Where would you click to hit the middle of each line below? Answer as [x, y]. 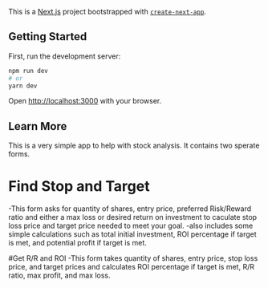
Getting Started [48, 37]
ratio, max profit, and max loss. [59, 275]
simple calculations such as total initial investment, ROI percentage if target [132, 234]
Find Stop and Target [79, 187]
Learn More [38, 126]
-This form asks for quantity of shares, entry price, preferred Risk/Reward [130, 209]
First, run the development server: [65, 56]
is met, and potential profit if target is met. [77, 243]
